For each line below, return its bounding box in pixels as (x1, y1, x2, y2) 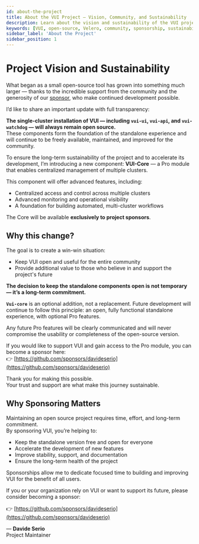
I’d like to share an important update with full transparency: (6, 105, 150, 113)
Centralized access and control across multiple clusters (14, 189, 151, 197)
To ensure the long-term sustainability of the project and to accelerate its (6, 154, 185, 161)
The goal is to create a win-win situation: (6, 246, 105, 254)
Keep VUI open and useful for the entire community (14, 258, 141, 265)
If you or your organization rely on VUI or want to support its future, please (6, 486, 188, 494)
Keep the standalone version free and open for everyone (14, 438, 153, 445)
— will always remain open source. (28, 123, 116, 131)
